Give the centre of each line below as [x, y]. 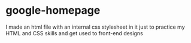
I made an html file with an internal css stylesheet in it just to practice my [95, 27]
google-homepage [53, 10]
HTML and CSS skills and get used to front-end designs [74, 33]
